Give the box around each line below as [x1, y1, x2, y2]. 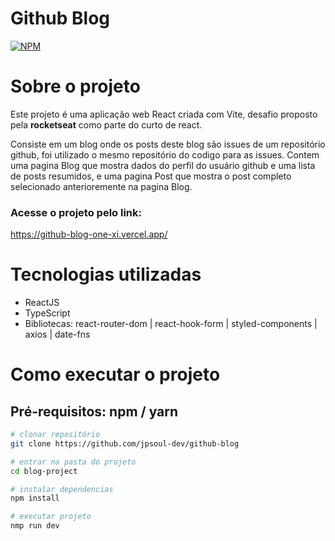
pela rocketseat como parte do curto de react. [10, 118, 203, 131]
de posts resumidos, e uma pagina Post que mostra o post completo [10, 170, 292, 182]
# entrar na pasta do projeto [10, 457, 137, 467]
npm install [10, 493, 60, 504]
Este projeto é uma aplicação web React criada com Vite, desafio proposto [10, 108, 318, 120]
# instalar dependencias [10, 484, 114, 494]
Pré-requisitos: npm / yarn [10, 403, 179, 420]
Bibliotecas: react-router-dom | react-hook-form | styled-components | [24, 318, 318, 330]
